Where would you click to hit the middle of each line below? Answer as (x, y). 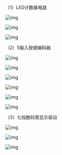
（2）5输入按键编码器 (28, 48)
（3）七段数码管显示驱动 (31, 117)
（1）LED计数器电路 (26, 7)
